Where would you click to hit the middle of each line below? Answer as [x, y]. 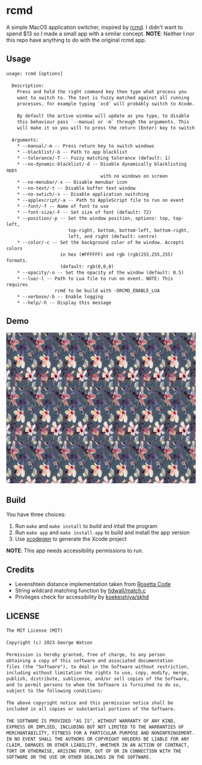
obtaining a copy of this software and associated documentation [90, 661]
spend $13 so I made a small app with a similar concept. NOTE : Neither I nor [100, 33]
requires [17, 285]
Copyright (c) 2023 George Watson [50, 643]
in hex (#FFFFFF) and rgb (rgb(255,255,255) [116, 254]
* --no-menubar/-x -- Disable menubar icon [72, 182]
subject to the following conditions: [55, 691]
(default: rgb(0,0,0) [87, 266]
